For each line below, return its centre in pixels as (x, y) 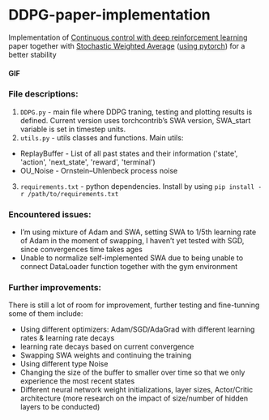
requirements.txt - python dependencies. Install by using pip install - (141, 186)
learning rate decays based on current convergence (107, 347)
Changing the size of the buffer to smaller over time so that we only (132, 373)
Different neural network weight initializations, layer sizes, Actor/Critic (137, 390)
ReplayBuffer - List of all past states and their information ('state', (129, 153)
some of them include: (46, 314)
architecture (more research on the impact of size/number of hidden (134, 398)
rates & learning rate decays (67, 338)
